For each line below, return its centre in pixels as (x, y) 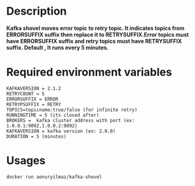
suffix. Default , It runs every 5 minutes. (58, 48)
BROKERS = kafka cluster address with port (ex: (71, 120)
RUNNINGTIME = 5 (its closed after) (53, 115)
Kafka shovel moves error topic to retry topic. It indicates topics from (95, 28)
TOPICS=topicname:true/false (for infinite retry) (72, 110)
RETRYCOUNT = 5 (26, 94)
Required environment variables (89, 72)
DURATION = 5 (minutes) (37, 136)
